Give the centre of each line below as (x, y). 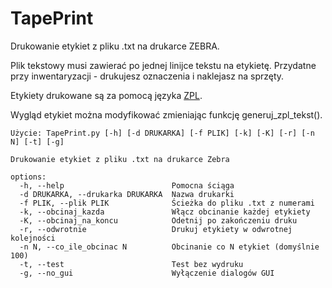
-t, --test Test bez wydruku (131, 264)
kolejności (33, 238)
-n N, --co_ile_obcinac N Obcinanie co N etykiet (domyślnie (169, 247)
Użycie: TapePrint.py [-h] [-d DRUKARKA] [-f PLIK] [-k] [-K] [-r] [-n (162, 133)
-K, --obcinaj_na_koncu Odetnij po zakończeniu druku (158, 220)
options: (28, 177)
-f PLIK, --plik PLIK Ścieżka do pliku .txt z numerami (167, 203)
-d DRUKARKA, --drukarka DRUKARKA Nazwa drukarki (127, 194)
